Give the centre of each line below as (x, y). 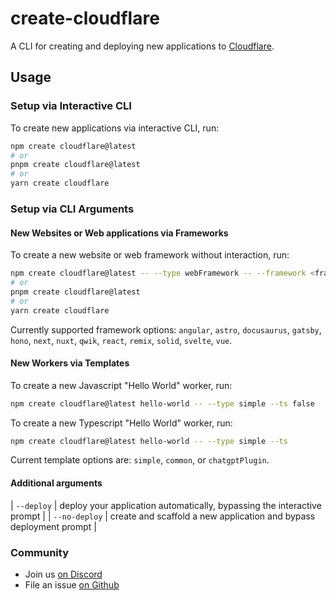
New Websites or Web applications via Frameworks (119, 233)
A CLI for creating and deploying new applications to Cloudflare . (142, 46)
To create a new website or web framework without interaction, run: (150, 255)
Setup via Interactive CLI (71, 106)
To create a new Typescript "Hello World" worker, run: (121, 423)
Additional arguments (56, 483)
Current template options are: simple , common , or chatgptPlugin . (140, 460)
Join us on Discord (63, 574)
